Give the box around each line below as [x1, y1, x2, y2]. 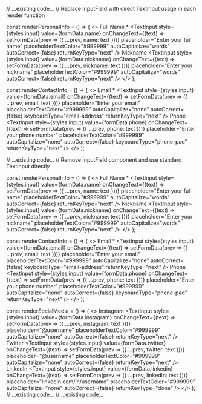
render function [6, 12, 45, 19]
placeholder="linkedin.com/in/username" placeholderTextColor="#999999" [6, 378, 195, 385]
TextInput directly [6, 163, 50, 170]
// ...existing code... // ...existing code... [6, 391, 104, 398]
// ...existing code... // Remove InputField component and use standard [6, 156, 183, 163]
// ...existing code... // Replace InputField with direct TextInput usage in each [6, 5, 197, 12]
